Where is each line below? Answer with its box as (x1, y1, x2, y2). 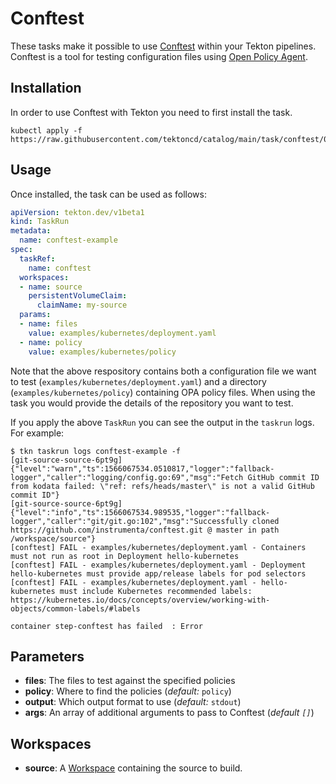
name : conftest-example (19, 235, 118, 246)
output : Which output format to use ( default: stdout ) (24, 696, 242, 708)
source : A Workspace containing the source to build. (24, 762, 243, 774)
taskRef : (19, 253, 56, 264)
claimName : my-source (36, 300, 128, 311)
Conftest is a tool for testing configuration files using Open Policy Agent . (10, 50, 308, 62)
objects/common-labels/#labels (10, 603, 141, 614)
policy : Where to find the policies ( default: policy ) (24, 685, 232, 697)
